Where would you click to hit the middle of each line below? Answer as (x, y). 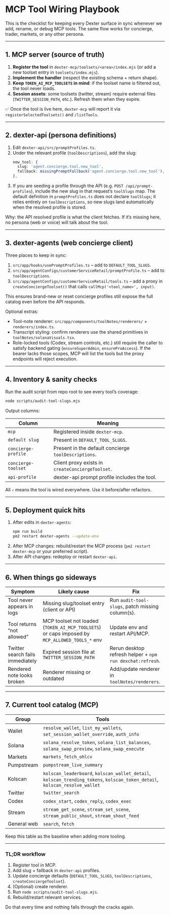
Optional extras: (22, 311)
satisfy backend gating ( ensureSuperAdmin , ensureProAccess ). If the (81, 348)
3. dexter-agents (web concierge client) (69, 243)
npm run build (27, 532)
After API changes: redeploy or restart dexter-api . (65, 557)
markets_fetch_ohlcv (68, 757)
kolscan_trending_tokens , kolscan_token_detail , (101, 780)
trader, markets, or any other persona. (45, 34)
